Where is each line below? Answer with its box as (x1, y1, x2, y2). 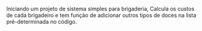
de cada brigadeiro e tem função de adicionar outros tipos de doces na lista (6, 12, 197, 19)
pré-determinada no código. (6, 18, 77, 25)
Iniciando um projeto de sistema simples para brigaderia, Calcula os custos (6, 5, 195, 12)
